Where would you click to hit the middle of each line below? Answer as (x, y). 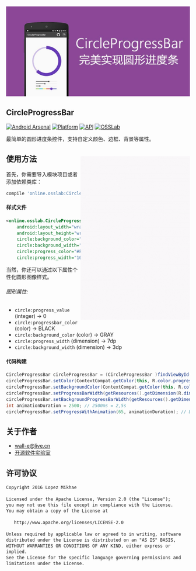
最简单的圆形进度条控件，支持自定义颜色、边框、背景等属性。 (80, 139)
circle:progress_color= (45, 252)
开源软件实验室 (32, 453)
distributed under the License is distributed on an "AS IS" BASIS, (91, 540)
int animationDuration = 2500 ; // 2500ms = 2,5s (66, 406)
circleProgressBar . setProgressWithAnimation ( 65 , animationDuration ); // (96, 412)
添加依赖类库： (24, 181)
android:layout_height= (45, 233)
